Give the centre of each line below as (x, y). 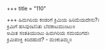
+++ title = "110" (27, 8)
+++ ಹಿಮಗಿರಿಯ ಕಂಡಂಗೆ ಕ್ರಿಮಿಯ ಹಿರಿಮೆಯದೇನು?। (53, 20)
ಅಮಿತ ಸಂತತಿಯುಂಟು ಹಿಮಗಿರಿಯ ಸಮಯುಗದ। (48, 33)
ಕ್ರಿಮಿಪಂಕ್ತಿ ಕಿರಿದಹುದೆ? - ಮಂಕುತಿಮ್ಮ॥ (40, 39)
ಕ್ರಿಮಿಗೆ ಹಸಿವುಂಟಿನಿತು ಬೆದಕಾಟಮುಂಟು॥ (41, 26)
